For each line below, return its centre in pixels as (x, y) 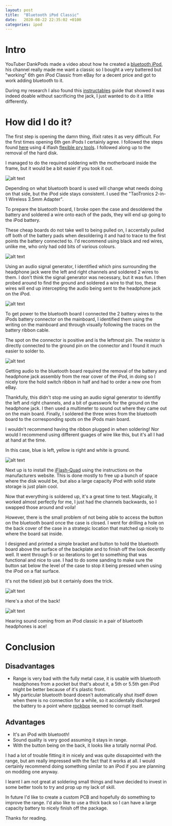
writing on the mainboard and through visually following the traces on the (83, 325)
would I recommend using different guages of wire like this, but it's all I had (85, 435)
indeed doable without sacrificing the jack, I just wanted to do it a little (79, 96)
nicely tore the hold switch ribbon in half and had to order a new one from (83, 382)
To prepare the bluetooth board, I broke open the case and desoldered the (84, 209)
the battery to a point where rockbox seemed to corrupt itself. (78, 706)
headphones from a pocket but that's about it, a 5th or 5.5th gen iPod (86, 684)
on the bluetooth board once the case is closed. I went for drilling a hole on (85, 523)
